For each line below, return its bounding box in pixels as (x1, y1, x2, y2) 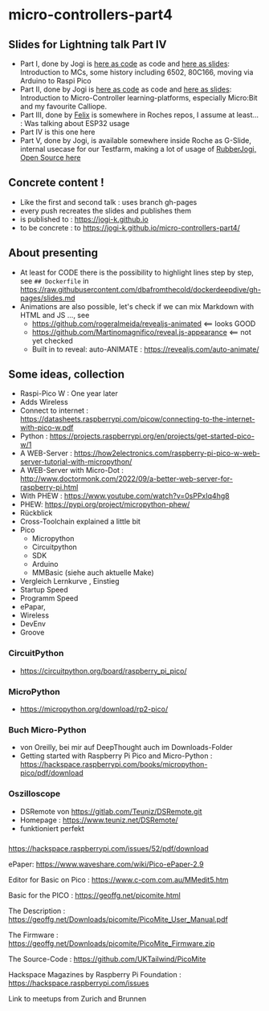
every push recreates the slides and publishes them (19, 206, 192, 215)
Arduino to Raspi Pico (19, 76, 92, 85)
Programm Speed (19, 593, 79, 603)
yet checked (31, 336, 74, 345)
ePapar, (19, 602, 46, 612)
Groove (19, 628, 45, 638)
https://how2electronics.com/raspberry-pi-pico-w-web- (73, 448, 261, 459)
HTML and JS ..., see (19, 310, 90, 320)
